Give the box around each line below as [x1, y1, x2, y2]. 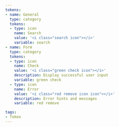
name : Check [14, 63, 39, 68]
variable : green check [14, 77, 61, 82]
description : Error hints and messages [14, 96, 97, 101]
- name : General [5, 12, 39, 17]
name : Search [14, 31, 41, 36]
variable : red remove [14, 101, 59, 106]
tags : [5, 110, 16, 115]
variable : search [14, 40, 50, 45]
